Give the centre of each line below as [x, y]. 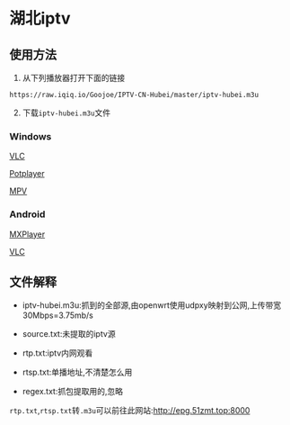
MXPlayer [27, 234]
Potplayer [27, 174]
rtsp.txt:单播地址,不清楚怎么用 [77, 372]
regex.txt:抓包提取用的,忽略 [73, 392]
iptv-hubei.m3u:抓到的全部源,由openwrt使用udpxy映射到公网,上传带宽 [151, 305]
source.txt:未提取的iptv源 [69, 334]
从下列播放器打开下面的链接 [74, 78]
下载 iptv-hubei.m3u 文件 [66, 113]
